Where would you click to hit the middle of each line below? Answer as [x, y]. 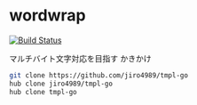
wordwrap [47, 16]
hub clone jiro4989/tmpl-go [61, 84]
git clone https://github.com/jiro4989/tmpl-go [99, 75]
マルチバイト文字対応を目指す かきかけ [80, 58]
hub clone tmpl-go [43, 92]
